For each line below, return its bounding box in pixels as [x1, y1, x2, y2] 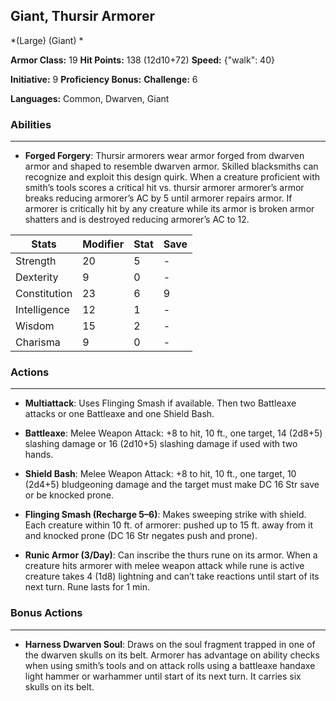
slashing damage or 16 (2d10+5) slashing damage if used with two [24, 438, 298, 450]
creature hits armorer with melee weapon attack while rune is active [24, 560, 305, 572]
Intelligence [15, 303, 70, 317]
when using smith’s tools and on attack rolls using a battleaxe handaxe [24, 659, 316, 671]
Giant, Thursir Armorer [10, 8, 155, 25]
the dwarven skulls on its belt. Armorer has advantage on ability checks [24, 649, 320, 661]
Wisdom [15, 319, 55, 333]
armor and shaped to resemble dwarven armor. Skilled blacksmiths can [24, 160, 319, 173]
